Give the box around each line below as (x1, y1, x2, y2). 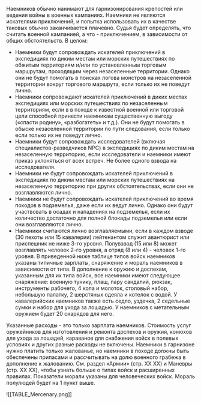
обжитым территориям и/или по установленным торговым (14, 61, 167, 68)
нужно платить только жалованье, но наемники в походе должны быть (6, 348, 190, 354)
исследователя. (14, 163, 56, 170)
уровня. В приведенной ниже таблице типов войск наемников (14, 253, 176, 260)
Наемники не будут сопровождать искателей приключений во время (14, 195, 194, 202)
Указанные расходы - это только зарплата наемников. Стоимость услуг (6, 322, 191, 329)
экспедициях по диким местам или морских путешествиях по (14, 55, 175, 62)
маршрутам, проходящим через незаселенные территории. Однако (14, 68, 190, 74)
